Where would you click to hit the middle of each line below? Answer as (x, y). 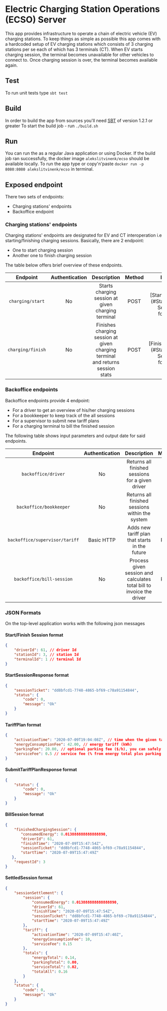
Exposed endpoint (34, 185)
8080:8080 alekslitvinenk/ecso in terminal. (49, 169)
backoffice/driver (43, 474)
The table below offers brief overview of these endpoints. (64, 265)
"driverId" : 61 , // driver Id (45, 650)
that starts (139, 540)
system (139, 519)
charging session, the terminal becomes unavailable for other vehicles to (80, 54)
